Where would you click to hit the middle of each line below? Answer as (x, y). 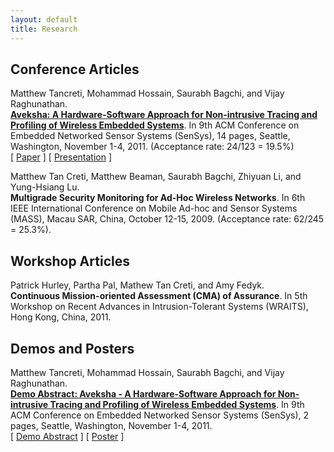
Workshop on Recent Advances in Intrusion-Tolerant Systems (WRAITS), (159, 307)
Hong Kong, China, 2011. (61, 317)
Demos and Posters (72, 348)
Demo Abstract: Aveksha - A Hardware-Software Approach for (143, 393)
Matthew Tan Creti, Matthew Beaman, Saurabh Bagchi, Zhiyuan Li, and (156, 177)
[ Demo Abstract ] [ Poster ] (67, 436)
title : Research (44, 29)
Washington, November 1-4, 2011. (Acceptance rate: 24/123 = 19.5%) (152, 147)
